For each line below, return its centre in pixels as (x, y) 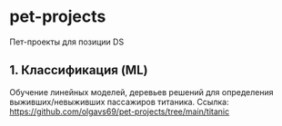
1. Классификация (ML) (79, 70)
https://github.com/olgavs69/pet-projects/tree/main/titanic (120, 111)
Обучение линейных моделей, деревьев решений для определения (141, 92)
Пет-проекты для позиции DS (67, 42)
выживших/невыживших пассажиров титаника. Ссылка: (119, 102)
